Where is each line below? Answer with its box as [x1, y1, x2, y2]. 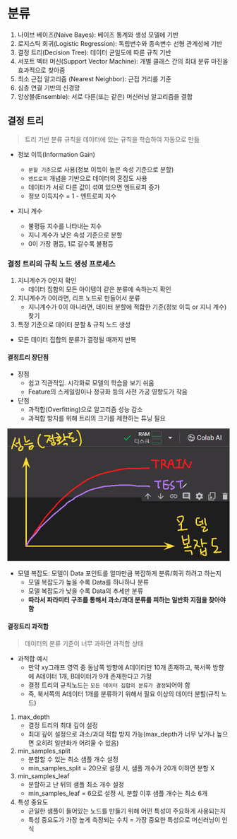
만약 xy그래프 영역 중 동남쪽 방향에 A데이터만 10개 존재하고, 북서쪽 [28, 663, 212, 671]
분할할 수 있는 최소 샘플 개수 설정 [28, 755, 119, 763]
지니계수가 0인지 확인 [17, 276, 77, 285]
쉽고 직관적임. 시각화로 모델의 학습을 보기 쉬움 [28, 379, 154, 387]
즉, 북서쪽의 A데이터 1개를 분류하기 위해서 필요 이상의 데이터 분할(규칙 [28, 689, 220, 698]
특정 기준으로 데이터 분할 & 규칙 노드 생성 [17, 320, 131, 329]
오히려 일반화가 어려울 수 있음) [35, 739, 119, 747]
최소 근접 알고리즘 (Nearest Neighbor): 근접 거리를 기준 [17, 74, 171, 83]
